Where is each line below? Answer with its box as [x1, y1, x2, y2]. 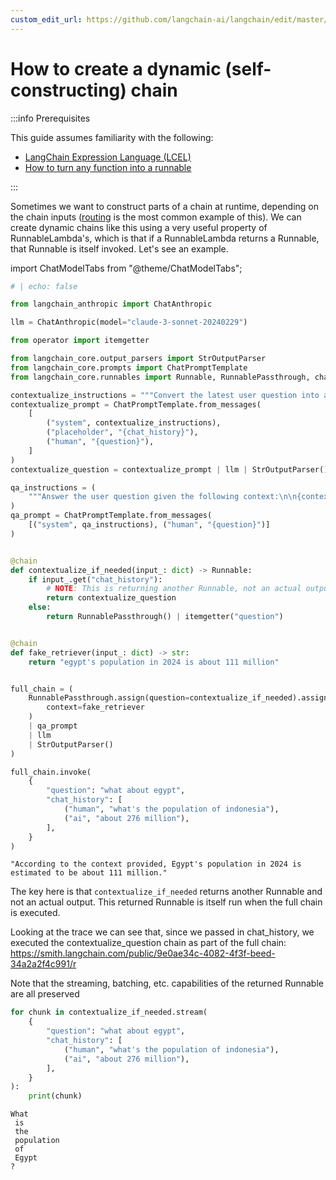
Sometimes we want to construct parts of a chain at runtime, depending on [10, 200, 320, 212]
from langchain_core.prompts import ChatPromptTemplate [10, 362, 248, 373]
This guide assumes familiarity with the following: [10, 131, 214, 143]
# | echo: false [10, 281, 78, 291]
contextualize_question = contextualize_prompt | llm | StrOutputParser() [10, 464, 329, 475]
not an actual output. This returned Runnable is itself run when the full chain [10, 896, 323, 908]
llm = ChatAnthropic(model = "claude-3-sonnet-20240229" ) [10, 317, 248, 328]
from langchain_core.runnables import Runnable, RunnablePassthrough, [10, 372, 311, 382]
